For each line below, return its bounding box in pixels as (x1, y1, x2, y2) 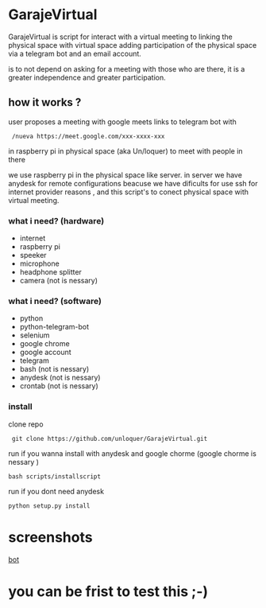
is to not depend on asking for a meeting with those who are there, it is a (8, 64, 245, 73)
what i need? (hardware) (8, 215, 105, 226)
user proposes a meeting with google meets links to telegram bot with (8, 117, 237, 127)
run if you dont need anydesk (8, 486, 105, 496)
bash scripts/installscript (8, 472, 102, 481)
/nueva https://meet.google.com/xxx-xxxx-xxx (11, 132, 165, 140)
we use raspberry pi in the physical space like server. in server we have (8, 170, 242, 180)
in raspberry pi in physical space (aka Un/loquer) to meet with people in (8, 146, 244, 156)
